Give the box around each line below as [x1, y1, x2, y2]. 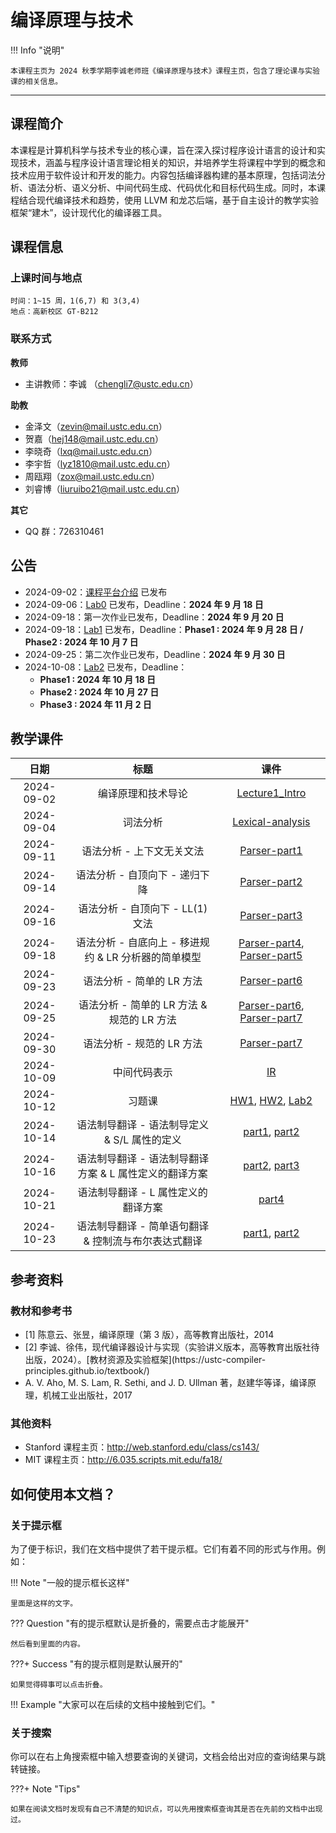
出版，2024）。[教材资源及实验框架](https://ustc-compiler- [24, 1354, 267, 1366]
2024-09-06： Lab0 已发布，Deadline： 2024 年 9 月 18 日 [24, 598, 264, 610]
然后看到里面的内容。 [10, 1639, 85, 1650]
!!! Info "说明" [10, 44, 65, 56]
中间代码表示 [112, 1066, 173, 1080]
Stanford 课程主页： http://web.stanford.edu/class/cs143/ [24, 1441, 260, 1453]
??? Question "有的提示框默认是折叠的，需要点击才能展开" [10, 1617, 250, 1630]
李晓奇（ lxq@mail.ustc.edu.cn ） [24, 445, 158, 457]
